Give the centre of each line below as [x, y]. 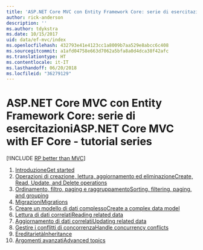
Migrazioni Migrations [41, 202]
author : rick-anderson [35, 17]
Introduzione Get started [45, 170]
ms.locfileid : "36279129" [39, 73]
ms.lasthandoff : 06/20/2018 [42, 68]
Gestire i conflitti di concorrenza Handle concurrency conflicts [92, 228]
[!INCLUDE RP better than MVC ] [46, 158]
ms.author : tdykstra [32, 29]
